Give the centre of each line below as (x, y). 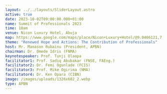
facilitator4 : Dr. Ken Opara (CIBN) (43, 75)
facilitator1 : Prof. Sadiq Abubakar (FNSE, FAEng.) (60, 61)
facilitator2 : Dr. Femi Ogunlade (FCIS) (48, 65)
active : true (19, 14)
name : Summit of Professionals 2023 (43, 24)
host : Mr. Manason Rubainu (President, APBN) (53, 47)
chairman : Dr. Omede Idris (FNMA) (41, 51)
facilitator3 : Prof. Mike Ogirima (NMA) (48, 70)
